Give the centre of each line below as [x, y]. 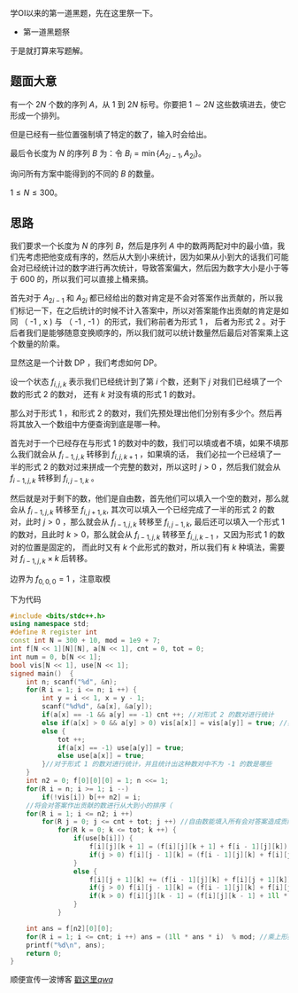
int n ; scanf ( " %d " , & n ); [72, 682]
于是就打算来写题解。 [49, 51]
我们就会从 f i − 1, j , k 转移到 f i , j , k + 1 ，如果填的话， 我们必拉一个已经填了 [145, 455]
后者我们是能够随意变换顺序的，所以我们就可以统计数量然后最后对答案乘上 [145, 333]
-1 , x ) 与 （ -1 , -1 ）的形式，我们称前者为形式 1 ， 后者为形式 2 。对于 [158, 322]
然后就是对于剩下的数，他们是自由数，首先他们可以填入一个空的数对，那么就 [149, 498]
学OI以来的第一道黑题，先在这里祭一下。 [84, 13]
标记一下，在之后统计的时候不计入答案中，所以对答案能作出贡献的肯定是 [149, 311]
